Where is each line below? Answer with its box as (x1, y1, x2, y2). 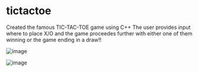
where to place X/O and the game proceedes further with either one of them (6, 30, 193, 37)
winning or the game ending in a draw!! (6, 36, 102, 43)
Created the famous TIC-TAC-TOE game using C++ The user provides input (6, 24, 191, 31)
